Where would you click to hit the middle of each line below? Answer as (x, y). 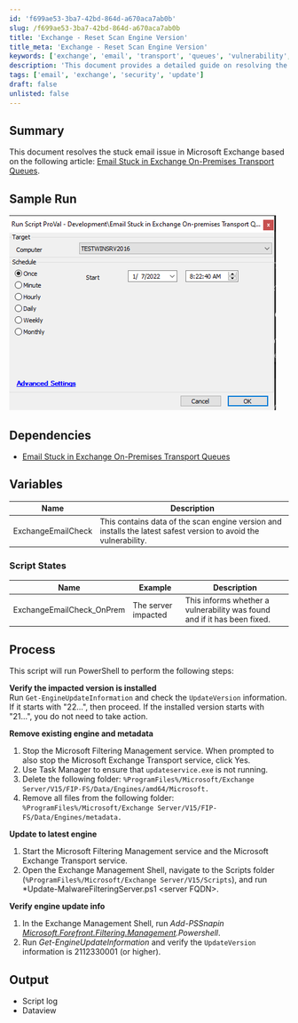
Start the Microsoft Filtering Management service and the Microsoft (145, 852)
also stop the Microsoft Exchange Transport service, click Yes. (136, 760)
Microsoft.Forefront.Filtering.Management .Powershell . (121, 933)
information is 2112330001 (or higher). (91, 952)
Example (155, 587)
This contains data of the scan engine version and (191, 521)
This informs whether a (227, 600)
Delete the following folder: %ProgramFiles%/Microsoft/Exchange (138, 779)
